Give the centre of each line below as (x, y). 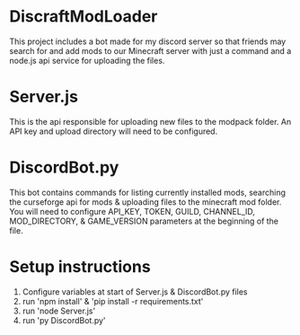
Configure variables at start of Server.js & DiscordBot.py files (135, 291)
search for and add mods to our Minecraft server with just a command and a (150, 50)
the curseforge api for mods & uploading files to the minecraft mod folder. (146, 202)
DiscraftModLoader (84, 17)
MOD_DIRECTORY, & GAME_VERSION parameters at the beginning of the (144, 221)
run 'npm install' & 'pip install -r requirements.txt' (113, 301)
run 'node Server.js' (59, 311)
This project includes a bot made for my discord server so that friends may (148, 41)
